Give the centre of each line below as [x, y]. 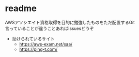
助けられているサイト [33, 39]
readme [21, 8]
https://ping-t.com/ [38, 49]
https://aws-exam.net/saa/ [46, 44]
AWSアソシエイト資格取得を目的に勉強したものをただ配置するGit [70, 22]
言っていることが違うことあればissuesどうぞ [50, 28]
